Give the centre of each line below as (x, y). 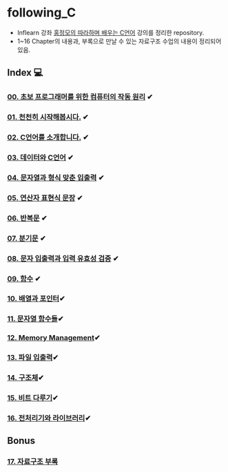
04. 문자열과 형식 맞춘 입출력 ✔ (56, 178)
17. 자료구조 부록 (33, 462)
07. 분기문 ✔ (27, 238)
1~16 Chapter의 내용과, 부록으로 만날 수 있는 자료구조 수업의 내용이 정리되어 (119, 41)
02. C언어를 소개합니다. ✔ (48, 138)
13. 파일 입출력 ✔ (33, 358)
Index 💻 (25, 73)
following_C (42, 13)
